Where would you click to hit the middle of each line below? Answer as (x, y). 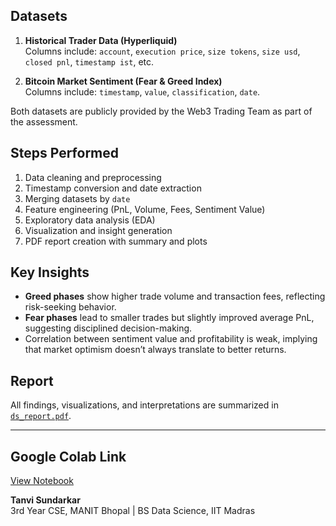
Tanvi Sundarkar (45, 500)
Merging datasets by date (77, 198)
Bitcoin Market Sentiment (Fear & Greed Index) (123, 81)
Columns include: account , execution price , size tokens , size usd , (162, 51)
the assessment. (44, 121)
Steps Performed (65, 153)
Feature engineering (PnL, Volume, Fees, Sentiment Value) (145, 209)
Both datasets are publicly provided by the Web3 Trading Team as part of (161, 111)
